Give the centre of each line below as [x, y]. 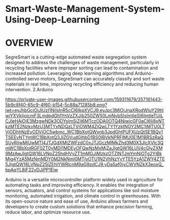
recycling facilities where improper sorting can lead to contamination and [82, 68]
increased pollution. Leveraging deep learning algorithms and [70, 73]
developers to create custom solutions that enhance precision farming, [79, 207]
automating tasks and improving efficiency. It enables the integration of [80, 185]
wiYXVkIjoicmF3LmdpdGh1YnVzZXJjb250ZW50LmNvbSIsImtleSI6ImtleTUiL [84, 116]
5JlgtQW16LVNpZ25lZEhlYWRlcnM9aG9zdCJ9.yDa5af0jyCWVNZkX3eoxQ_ [84, 164]
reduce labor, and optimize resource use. [48, 212]
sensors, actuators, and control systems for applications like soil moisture [82, 190]
